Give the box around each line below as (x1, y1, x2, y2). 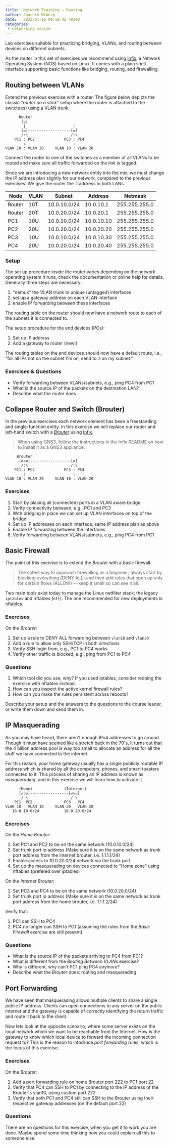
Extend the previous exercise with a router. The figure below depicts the (5, 94, 155, 100)
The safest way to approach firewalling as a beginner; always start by (17, 570, 162, 576)
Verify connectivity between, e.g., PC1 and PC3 (12, 504, 111, 511)
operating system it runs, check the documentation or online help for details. (5, 274, 164, 280)
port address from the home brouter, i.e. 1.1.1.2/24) (12, 899, 118, 905)
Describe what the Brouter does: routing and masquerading (12, 969, 136, 976)
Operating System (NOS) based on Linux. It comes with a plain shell (5, 61, 146, 67)
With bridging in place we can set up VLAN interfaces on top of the (12, 510, 152, 516)
